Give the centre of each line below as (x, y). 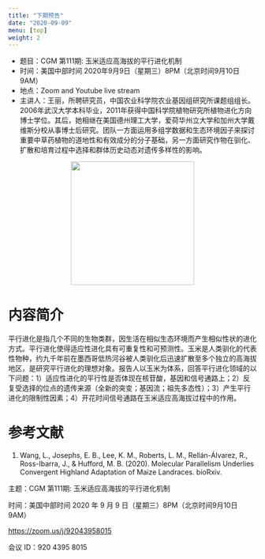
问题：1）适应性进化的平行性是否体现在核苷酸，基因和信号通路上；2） (129, 378)
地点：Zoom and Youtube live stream (80, 91)
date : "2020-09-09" (40, 23)
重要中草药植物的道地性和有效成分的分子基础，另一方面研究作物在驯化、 (137, 140)
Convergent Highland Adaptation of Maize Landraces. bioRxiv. (121, 472)
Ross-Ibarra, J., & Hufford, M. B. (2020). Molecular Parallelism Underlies (137, 464)
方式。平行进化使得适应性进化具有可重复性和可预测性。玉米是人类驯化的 (125, 349)
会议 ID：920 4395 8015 (48, 547)
